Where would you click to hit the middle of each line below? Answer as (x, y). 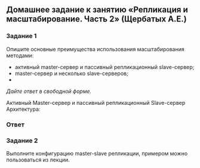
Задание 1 (21, 36)
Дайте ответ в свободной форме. (49, 91)
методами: (20, 55)
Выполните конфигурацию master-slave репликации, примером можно (97, 153)
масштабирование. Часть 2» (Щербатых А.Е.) (96, 19)
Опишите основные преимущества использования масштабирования (95, 49)
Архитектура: (23, 109)
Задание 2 (22, 141)
